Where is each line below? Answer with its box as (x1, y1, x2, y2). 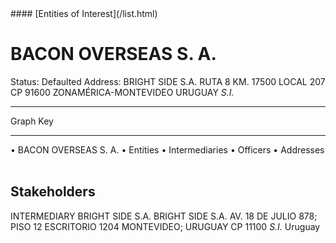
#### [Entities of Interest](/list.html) (10, 8, 158, 19)
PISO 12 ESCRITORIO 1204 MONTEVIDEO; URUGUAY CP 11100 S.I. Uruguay (10, 220, 321, 232)
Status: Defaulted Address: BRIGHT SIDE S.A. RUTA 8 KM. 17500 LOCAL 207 (10, 75, 326, 87)
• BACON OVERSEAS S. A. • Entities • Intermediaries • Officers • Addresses (10, 143, 325, 156)
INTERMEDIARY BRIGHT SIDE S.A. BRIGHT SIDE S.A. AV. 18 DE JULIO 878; (10, 210, 318, 222)
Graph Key (10, 115, 54, 127)
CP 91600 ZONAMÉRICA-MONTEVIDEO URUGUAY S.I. (10, 86, 235, 98)
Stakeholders (10, 183, 96, 201)
